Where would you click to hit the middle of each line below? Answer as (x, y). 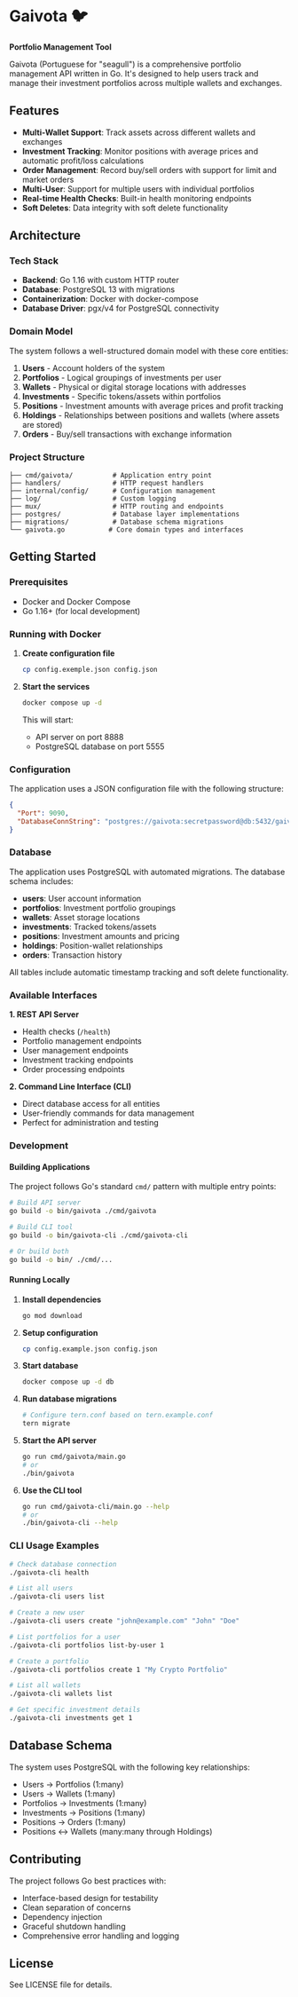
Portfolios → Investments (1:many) (84, 1803)
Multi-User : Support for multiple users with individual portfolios (138, 189)
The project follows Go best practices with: (88, 1881)
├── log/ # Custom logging (93, 499)
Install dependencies (62, 1299)
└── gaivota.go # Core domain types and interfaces (126, 530)
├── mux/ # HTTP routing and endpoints (117, 507)
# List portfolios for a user (65, 1637)
